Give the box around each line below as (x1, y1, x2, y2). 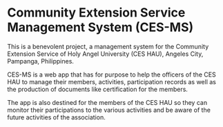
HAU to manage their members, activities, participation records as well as (7, 77, 216, 86)
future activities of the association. (7, 113, 106, 121)
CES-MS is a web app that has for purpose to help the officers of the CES (7, 70, 216, 79)
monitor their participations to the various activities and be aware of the (7, 106, 211, 114)
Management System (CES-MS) (7, 19, 194, 35)
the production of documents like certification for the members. (7, 85, 188, 93)
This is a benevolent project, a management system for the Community (7, 42, 209, 50)
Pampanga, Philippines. (7, 57, 75, 65)
